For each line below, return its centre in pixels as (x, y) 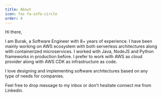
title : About (18, 9)
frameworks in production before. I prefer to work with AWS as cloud (74, 57)
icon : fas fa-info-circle (31, 14)
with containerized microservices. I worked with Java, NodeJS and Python (80, 51)
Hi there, (14, 32)
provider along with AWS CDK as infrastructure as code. (61, 62)
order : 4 (14, 18)
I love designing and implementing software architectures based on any (76, 71)
